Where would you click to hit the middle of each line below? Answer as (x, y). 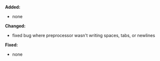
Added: (13, 7)
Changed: (15, 26)
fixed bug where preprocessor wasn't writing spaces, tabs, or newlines (83, 35)
